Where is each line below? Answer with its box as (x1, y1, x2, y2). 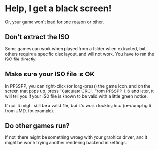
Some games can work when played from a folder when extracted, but (5, 45, 146, 51)
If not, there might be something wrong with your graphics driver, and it (5, 135, 148, 140)
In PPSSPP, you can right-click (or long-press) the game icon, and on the (5, 83, 151, 89)
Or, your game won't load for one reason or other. (5, 19, 104, 25)
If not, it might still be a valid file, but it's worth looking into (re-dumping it (5, 103, 152, 108)
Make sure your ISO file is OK (5, 70, 95, 78)
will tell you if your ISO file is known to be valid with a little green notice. (5, 93, 148, 99)
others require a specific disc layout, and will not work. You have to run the (5, 51, 154, 57)
